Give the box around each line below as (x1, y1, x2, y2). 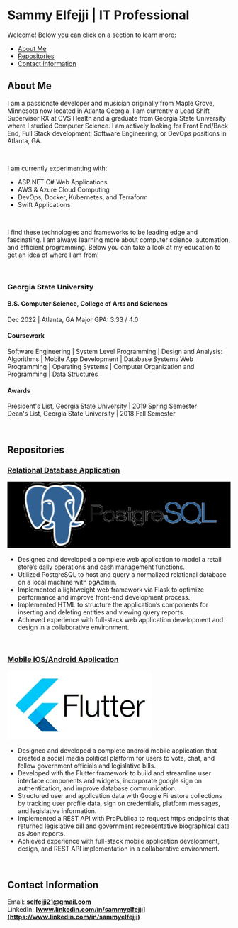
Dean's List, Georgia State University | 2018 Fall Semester (7, 409, 176, 418)
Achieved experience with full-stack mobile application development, (17, 837, 220, 846)
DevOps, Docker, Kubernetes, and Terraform (17, 192, 148, 201)
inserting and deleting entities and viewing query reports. (17, 608, 186, 617)
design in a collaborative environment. (17, 623, 130, 631)
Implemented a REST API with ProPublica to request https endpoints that (17, 814, 229, 823)
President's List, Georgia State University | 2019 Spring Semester (7, 402, 197, 411)
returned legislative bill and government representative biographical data (17, 822, 230, 830)
